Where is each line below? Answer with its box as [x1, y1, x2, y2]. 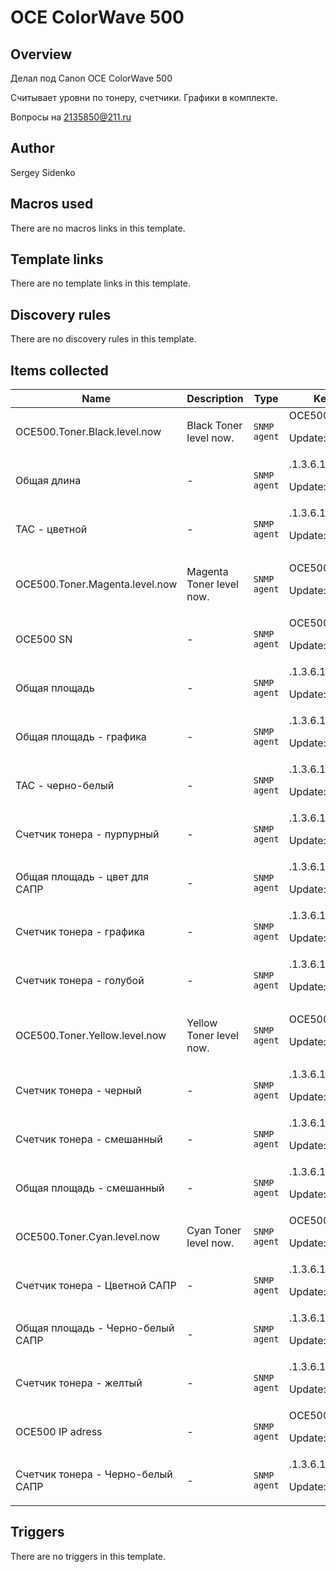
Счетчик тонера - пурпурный [15, 827, 160, 841]
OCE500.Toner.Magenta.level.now [15, 577, 178, 591]
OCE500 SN [15, 632, 73, 646]
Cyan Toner [186, 1224, 242, 1238]
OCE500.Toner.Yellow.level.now [15, 1029, 167, 1043]
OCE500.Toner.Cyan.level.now [15, 1230, 160, 1244]
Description [186, 392, 244, 406]
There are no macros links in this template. [10, 222, 186, 234]
